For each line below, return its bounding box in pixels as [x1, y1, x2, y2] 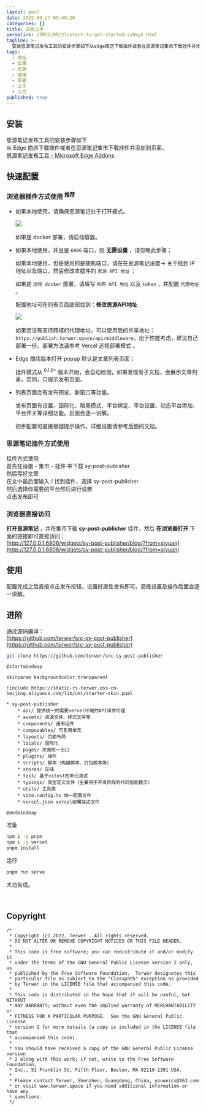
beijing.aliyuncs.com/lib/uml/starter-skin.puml [6, 691, 133, 697]
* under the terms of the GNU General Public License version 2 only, [9, 959, 193, 966]
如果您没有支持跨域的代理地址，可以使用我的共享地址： [15, 326, 155, 334]
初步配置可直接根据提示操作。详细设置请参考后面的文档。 [15, 423, 161, 430]
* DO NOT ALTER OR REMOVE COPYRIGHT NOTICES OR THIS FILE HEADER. [9, 938, 183, 944]
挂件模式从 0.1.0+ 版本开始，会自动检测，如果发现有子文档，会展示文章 [15, 367, 192, 375]
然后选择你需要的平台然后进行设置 [6, 485, 93, 493]
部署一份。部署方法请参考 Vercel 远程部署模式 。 [15, 342, 139, 349]
